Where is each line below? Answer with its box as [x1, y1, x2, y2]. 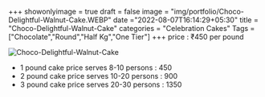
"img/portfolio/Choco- [170, 7, 245, 16]
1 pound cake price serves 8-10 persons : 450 [19, 63, 173, 72]
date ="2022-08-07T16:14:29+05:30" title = [112, 15, 259, 25]
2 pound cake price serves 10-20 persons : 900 [19, 72, 178, 80]
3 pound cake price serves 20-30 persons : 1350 [19, 80, 182, 89]
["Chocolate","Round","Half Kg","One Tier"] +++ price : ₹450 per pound [8, 32, 244, 41]
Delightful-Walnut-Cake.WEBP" [8, 15, 112, 25]
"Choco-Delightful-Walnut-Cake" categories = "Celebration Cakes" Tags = [8, 24, 255, 33]
